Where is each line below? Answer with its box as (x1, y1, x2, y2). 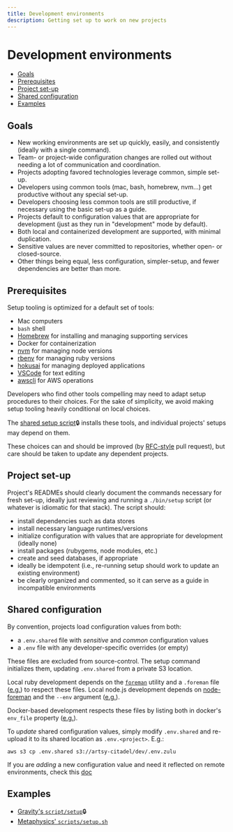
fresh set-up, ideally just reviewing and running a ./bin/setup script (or (7, 495, 212, 504)
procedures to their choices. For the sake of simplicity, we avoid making (7, 397, 214, 406)
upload (7, 734, 28, 743)
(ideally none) (17, 539, 57, 547)
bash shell (17, 324, 45, 333)
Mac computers (17, 317, 63, 326)
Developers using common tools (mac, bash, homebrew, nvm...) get (17, 183, 213, 191)
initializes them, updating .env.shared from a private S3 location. (7, 664, 193, 673)
